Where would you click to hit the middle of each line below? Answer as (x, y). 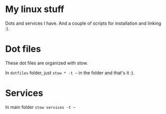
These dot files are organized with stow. (47, 63)
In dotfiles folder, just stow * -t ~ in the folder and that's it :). (70, 73)
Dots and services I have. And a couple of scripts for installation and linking (83, 23)
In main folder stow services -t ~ (40, 107)
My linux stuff (35, 9)
